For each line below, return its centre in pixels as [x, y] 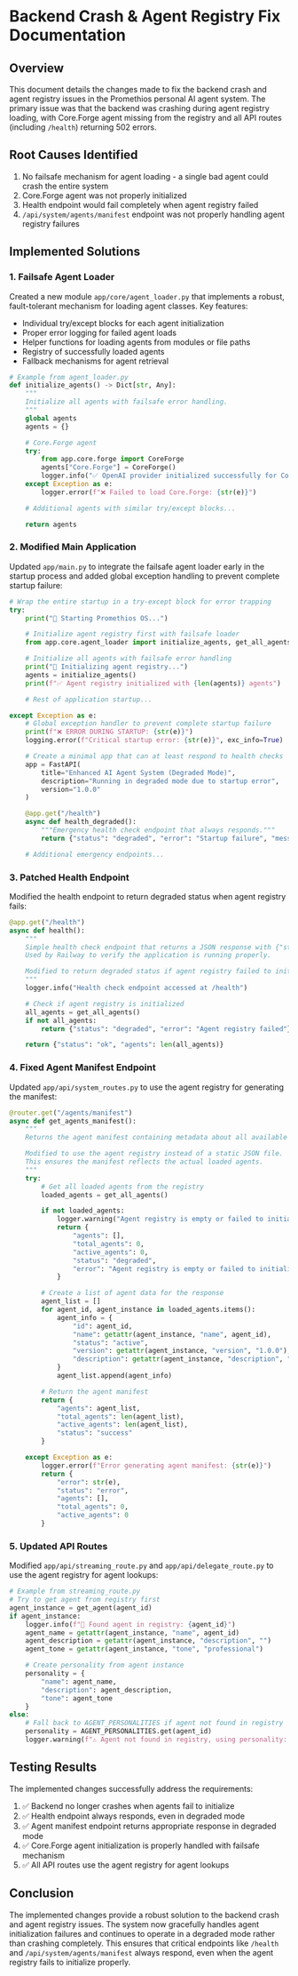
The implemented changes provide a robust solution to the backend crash [144, 1915]
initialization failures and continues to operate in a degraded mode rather [142, 1933]
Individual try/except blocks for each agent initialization [123, 323]
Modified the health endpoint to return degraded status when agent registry [148, 896]
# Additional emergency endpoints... [95, 854]
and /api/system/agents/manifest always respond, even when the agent [141, 1952]
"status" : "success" [94, 1433]
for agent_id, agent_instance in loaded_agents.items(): [148, 1310]
